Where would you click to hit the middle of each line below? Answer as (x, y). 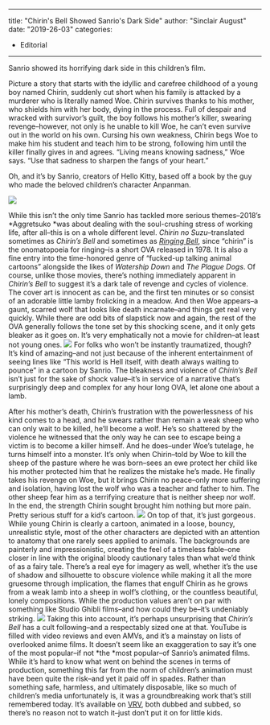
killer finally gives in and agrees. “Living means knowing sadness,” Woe (127, 152)
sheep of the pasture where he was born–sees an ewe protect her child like (133, 463)
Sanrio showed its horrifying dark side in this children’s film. (107, 68)
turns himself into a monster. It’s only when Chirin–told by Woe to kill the (127, 454)
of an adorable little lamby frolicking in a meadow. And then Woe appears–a (133, 301)
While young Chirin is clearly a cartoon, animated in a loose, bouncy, (122, 523)
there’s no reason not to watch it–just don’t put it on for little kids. (116, 713)
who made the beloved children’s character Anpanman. (100, 185)
